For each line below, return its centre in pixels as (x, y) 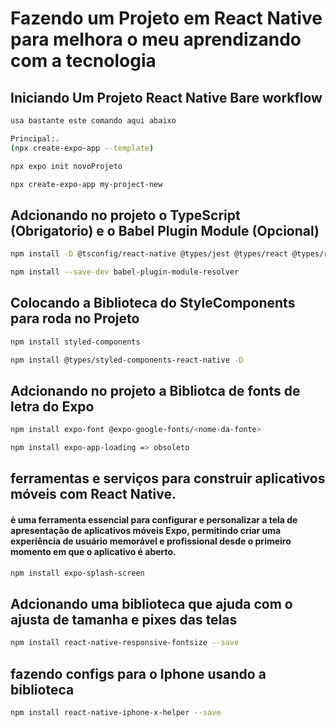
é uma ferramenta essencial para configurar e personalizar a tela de (154, 520)
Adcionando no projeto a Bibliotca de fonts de (155, 390)
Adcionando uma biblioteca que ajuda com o (151, 603)
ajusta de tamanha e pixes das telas (124, 619)
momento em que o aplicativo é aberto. (93, 552)
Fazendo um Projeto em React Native (166, 18)
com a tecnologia (83, 61)
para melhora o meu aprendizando (156, 39)
